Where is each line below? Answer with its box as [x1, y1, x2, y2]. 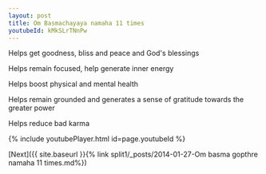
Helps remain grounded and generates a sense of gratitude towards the [8, 95, 244, 105]
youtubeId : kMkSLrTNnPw [8, 26, 88, 34]
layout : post [8, 11, 52, 20]
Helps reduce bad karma [8, 119, 90, 129]
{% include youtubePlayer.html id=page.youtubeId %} [8, 134, 186, 144]
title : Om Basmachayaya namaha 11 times [8, 19, 145, 27]
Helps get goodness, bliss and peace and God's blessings [8, 49, 200, 58]
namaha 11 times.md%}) [8, 158, 88, 168]
